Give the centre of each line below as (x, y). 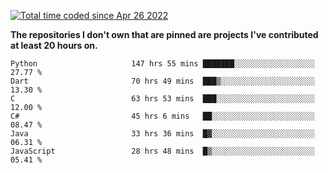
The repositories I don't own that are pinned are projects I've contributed (164, 34)
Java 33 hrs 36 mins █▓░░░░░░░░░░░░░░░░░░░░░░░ (162, 134)
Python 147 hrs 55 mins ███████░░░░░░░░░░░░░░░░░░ (162, 64)
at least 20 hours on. (54, 45)
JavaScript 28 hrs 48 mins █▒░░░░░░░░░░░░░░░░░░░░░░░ (162, 151)
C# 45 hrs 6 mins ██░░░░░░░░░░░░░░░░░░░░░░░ (162, 116)
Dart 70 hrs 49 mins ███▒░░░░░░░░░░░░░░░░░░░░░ (162, 81)
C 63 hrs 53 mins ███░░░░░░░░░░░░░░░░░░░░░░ (162, 99)
